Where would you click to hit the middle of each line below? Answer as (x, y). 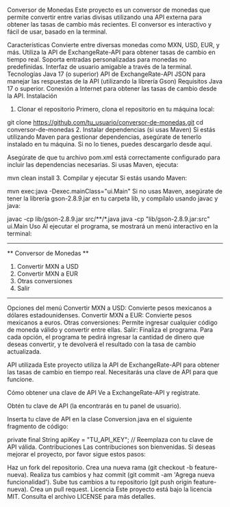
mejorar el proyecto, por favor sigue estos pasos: (76, 454)
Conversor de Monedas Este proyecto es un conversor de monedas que (109, 10)
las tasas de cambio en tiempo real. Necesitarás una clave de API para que (113, 372)
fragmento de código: (38, 426)
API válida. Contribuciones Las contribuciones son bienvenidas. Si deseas (111, 447)
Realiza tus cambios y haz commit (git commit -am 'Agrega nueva (122, 474)
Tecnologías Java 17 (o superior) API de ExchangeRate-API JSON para (106, 74)
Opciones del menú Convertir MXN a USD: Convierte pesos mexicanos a (110, 308)
